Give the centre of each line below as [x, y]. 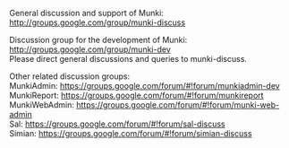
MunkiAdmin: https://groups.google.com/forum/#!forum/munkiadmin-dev [144, 86]
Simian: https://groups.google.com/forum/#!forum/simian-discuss [131, 133]
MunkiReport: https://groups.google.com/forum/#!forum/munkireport [136, 95]
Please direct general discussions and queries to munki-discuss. [128, 59]
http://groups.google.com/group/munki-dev [90, 49]
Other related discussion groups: [70, 76]
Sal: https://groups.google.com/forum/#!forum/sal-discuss [117, 124]
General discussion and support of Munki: [86, 13]
